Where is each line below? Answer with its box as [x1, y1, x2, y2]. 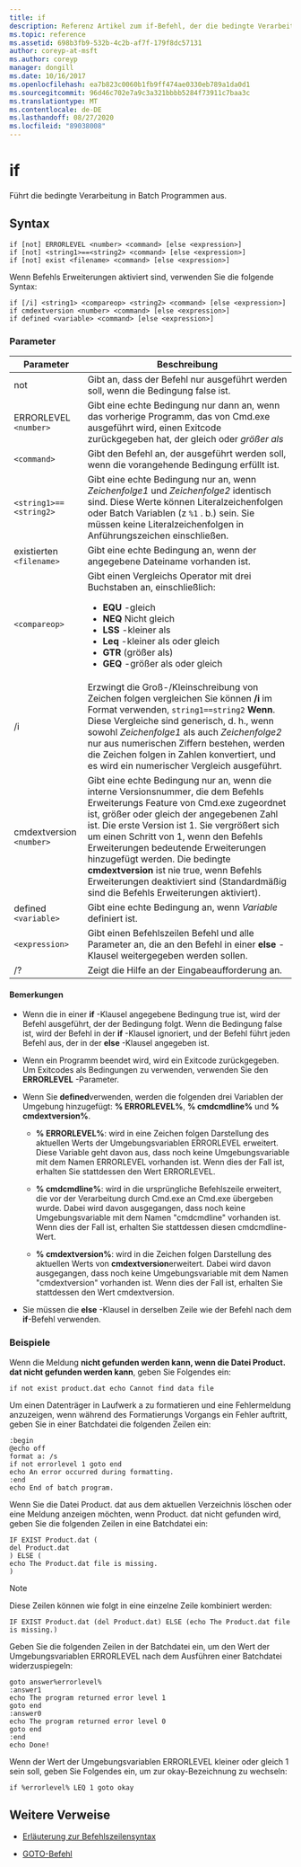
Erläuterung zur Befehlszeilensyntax [21, 1831, 157, 1842]
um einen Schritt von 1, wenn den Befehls [87, 830, 263, 843]
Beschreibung [156, 358, 219, 371]
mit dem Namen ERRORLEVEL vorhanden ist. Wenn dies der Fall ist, [35, 1156, 285, 1168]
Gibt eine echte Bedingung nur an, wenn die [87, 774, 272, 787]
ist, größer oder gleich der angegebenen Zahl [87, 808, 279, 820]
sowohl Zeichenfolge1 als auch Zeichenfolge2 [87, 726, 282, 739]
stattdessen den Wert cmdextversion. [35, 1287, 175, 1298]
